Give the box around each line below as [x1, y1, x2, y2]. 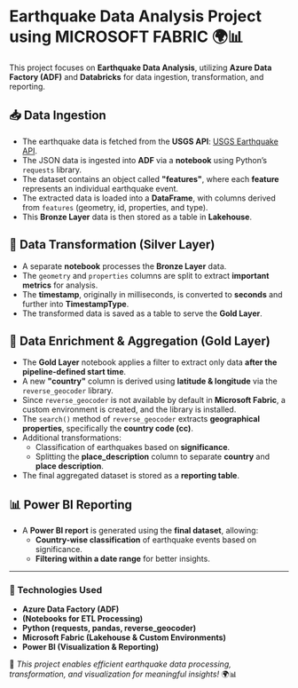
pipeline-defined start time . [21, 367, 127, 377]
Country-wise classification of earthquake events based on [35, 534, 257, 545]
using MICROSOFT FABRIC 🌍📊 [9, 27, 244, 47]
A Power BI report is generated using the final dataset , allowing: [21, 526, 259, 536]
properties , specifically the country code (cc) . [21, 423, 193, 434]
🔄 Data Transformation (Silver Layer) [9, 237, 216, 252]
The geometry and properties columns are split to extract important [21, 270, 270, 281]
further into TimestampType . [21, 298, 129, 309]
